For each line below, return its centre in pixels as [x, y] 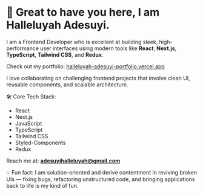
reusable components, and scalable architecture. [67, 85]
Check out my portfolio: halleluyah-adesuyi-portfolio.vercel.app [85, 66]
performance [23, 48]
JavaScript [28, 123]
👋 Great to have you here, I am [83, 12]
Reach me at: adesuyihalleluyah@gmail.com [63, 161]
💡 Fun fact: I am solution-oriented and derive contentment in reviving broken [102, 172]
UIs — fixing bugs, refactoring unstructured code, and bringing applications [101, 179]
